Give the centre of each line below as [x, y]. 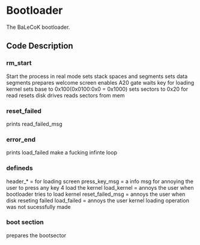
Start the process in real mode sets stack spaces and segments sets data [97, 76]
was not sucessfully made [38, 207]
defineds [20, 168]
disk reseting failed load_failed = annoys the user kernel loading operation [98, 200]
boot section [25, 222]
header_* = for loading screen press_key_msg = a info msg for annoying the [100, 181]
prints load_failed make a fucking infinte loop [62, 153]
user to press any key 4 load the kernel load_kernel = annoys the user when [100, 187]
